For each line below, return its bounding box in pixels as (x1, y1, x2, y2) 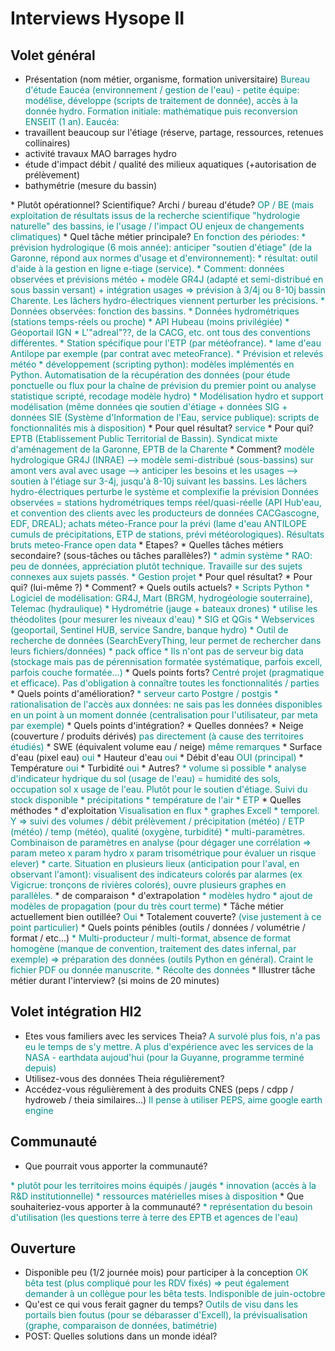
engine (24, 1104, 54, 1116)
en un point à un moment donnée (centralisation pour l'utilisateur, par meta (10, 709, 318, 721)
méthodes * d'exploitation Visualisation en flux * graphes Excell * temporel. (10, 805, 320, 816)
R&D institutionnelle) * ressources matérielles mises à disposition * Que (10, 1190, 305, 1202)
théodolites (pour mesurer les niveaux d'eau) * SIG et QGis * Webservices (10, 613, 315, 625)
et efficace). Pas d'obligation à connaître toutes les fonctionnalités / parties (10, 677, 320, 689)
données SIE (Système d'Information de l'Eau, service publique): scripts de (10, 412, 320, 423)
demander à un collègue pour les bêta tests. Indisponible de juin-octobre (24, 1288, 326, 1300)
